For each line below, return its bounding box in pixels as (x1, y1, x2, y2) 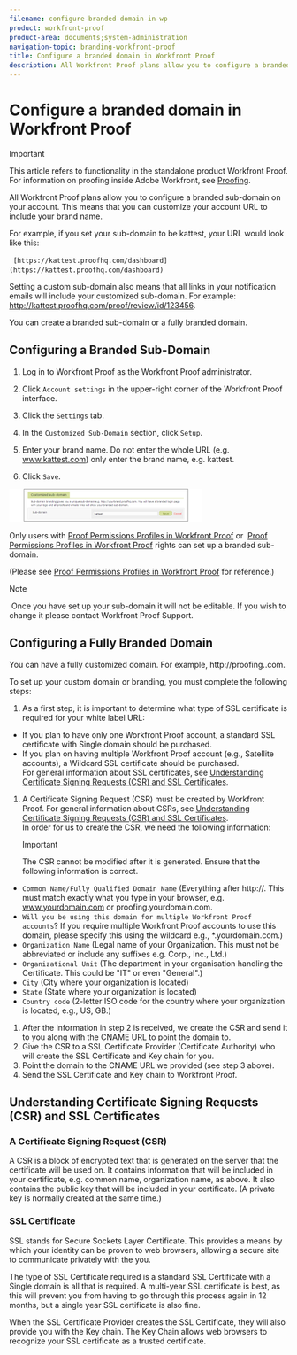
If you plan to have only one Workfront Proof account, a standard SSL (21, 729, 276, 739)
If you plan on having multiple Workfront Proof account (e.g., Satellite (21, 748, 274, 759)
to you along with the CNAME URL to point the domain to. (21, 1032, 232, 1042)
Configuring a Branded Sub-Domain (9, 343, 211, 358)
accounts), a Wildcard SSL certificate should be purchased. (21, 757, 240, 768)
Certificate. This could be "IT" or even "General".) (21, 967, 203, 978)
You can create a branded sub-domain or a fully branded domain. (9, 317, 247, 328)
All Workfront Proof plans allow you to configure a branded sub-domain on (9, 191, 281, 203)
